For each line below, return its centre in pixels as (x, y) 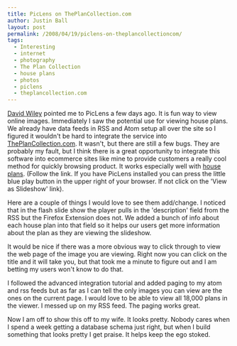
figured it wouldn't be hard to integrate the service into (87, 136)
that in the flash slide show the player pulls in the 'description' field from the (118, 210)
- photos (27, 80)
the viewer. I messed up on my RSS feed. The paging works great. (104, 306)
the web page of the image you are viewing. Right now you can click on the (117, 254)
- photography (34, 60)
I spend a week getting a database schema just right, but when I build (109, 327)
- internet (30, 54)
